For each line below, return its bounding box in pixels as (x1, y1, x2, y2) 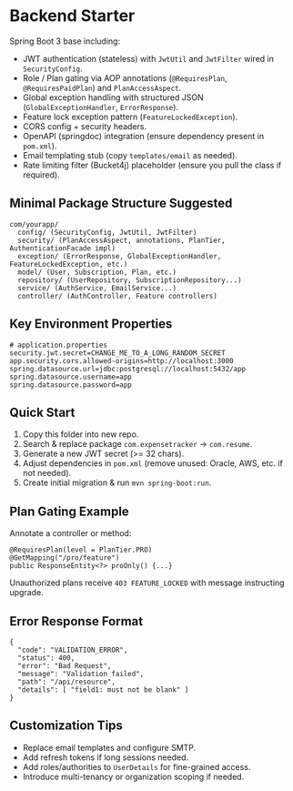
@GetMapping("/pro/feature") (9, 553, 120, 563)
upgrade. (9, 587, 44, 598)
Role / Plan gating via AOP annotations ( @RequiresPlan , (22, 72, 227, 83)
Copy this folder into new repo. (22, 429, 139, 440)
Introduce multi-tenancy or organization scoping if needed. (22, 771, 245, 782)
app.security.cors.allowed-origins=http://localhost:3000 (9, 356, 234, 365)
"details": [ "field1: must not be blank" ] (17, 685, 189, 695)
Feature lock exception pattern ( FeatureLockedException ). (22, 111, 238, 122)
